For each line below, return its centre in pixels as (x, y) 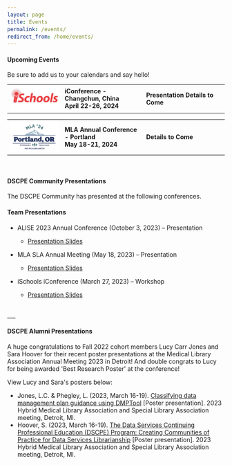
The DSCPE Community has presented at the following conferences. (104, 197)
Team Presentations (37, 212)
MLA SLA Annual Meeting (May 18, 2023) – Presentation (97, 254)
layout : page (26, 15)
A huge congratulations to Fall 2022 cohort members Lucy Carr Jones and (113, 347)
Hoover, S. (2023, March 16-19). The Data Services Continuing (106, 425)
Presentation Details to (180, 95)
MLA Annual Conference (101, 130)
